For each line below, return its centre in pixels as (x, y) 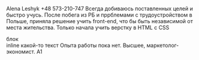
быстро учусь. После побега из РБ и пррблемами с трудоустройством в (99, 15)
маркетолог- (163, 45)
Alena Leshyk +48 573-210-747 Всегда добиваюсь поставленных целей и (99, 9)
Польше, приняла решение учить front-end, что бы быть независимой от (99, 21)
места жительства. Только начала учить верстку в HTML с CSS (88, 27)
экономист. (21, 52)
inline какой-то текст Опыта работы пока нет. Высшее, (76, 45)
